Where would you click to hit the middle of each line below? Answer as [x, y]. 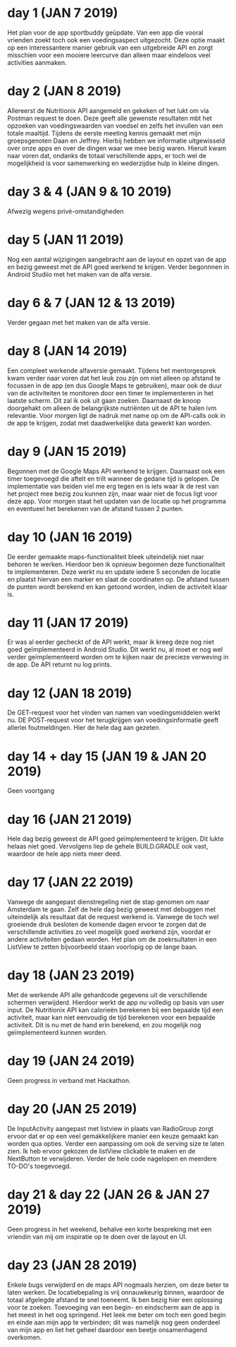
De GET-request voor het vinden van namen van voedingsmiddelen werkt [114, 713]
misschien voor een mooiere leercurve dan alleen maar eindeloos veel [109, 55]
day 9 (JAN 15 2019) [67, 451]
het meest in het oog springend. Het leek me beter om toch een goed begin [117, 1315]
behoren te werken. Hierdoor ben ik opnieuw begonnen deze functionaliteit [116, 564]
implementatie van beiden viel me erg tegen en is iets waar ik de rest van [113, 486]
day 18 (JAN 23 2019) [71, 975]
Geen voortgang [31, 791]
